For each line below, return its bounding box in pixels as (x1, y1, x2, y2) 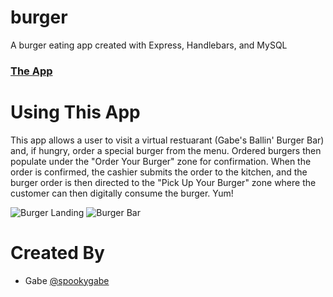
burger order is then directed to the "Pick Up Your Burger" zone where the (10, 176, 317, 188)
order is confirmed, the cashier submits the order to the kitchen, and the (10, 166, 308, 178)
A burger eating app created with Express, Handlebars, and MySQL (10, 39, 288, 51)
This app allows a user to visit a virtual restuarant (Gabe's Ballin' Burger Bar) (10, 134, 325, 146)
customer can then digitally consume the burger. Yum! (10, 187, 234, 199)
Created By (10, 241, 105, 264)
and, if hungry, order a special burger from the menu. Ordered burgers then (10, 144, 322, 156)
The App (10, 64, 53, 78)
